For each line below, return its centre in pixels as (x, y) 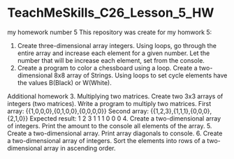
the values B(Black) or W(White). (64, 82)
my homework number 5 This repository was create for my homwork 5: (110, 32)
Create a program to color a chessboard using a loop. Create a (107, 68)
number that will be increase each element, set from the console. (111, 60)
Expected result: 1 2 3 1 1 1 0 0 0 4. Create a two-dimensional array (125, 118)
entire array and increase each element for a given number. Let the (114, 53)
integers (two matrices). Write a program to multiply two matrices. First (109, 103)
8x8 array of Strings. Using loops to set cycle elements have (141, 75)
